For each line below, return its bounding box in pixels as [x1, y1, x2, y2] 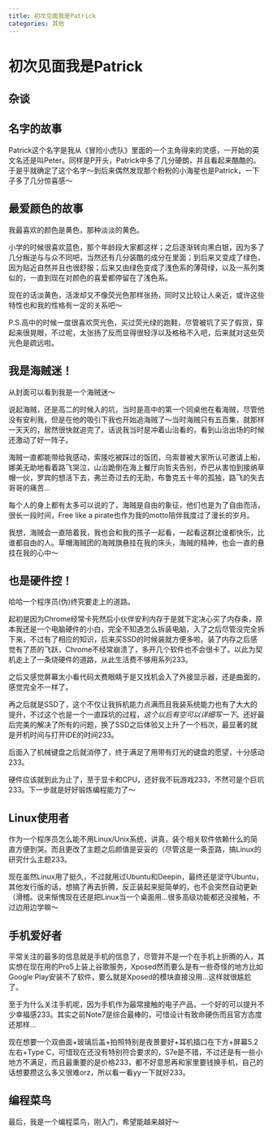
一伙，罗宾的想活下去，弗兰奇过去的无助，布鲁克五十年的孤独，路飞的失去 [15, 473, 265, 482]
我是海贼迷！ [8, 364, 73, 378]
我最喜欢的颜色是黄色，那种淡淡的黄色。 [8, 225, 144, 234]
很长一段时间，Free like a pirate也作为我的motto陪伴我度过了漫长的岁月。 [8, 510, 254, 520]
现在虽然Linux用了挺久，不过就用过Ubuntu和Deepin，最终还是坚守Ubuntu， [8, 872, 263, 882]
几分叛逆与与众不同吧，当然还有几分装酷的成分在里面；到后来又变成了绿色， [8, 252, 265, 262]
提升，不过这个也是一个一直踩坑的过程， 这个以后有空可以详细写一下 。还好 [8, 709, 258, 720]
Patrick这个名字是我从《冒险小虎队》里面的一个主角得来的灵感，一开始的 [8, 145, 253, 155]
